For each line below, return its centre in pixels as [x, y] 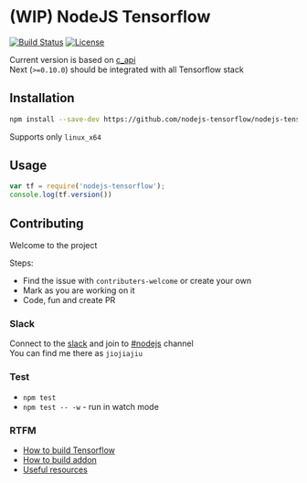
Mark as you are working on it [79, 290]
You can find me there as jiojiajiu [76, 353]
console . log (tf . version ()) [61, 195]
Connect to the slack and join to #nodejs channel [101, 343]
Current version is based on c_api [73, 59]
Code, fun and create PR [69, 300]
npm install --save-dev [55, 119]
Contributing [47, 223]
